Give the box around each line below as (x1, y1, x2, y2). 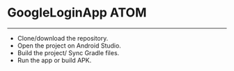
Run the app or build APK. (17, 56, 92, 64)
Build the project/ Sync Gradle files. (17, 48, 120, 57)
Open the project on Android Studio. (17, 41, 122, 50)
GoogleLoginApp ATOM (7, 5, 147, 21)
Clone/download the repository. (17, 34, 109, 42)
